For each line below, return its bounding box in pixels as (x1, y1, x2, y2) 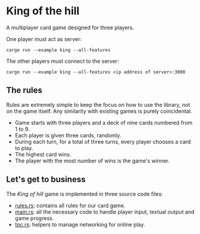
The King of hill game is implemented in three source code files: (6, 190, 163, 198)
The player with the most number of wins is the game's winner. (14, 157, 170, 164)
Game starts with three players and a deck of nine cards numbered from (14, 119, 193, 126)
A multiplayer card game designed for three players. (6, 24, 134, 31)
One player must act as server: (6, 35, 82, 42)
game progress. (14, 214, 54, 221)
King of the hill (6, 4, 79, 18)
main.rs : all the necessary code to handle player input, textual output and (14, 208, 195, 215)
